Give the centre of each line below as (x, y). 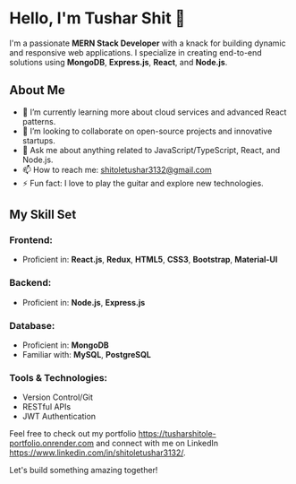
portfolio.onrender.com (52, 444)
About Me (37, 90)
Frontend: (31, 240)
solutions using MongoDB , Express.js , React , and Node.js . (118, 62)
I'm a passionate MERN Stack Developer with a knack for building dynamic (148, 43)
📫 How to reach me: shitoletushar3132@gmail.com (117, 169)
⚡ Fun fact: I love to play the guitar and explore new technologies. (143, 183)
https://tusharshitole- (177, 434)
